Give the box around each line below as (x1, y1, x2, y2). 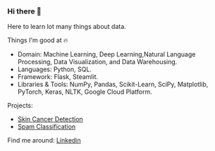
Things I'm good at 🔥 (7, 36, 68, 44)
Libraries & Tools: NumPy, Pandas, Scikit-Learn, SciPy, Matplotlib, (17, 80, 209, 89)
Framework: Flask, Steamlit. (17, 73, 99, 81)
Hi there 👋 (7, 6, 42, 16)
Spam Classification (17, 123, 76, 131)
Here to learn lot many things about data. (7, 23, 127, 31)
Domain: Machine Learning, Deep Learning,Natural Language (17, 50, 196, 59)
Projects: (7, 102, 33, 110)
